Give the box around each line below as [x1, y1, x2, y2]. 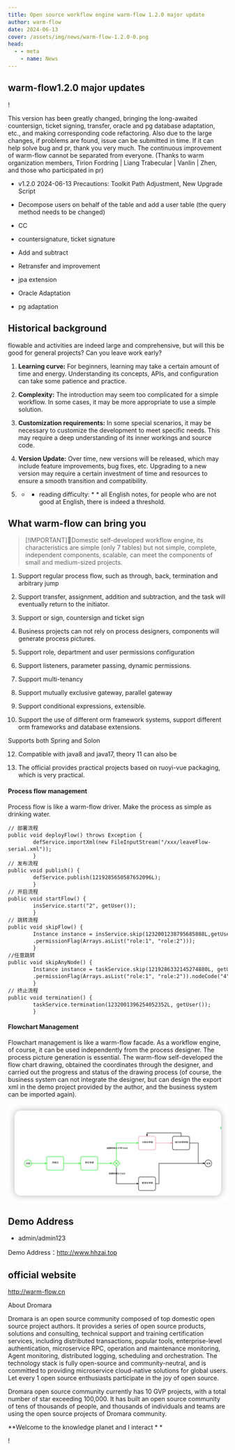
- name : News [20, 56, 59, 63]
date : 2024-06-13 [8, 26, 59, 33]
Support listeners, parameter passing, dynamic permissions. [17, 662, 192, 670]
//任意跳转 [8, 952, 36, 959]
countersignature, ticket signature [17, 234, 116, 243]
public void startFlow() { [8, 895, 86, 902]
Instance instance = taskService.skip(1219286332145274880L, [33, 966, 215, 972]
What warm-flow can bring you [8, 517, 146, 529]
